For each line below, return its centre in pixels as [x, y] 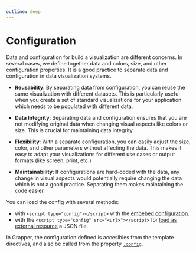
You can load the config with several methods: [63, 202]
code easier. [30, 190]
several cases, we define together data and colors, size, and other [86, 63]
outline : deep [24, 11]
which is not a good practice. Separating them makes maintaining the [99, 184]
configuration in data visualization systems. [59, 76]
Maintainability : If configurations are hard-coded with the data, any [97, 172]
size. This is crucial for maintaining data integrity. [74, 130]
